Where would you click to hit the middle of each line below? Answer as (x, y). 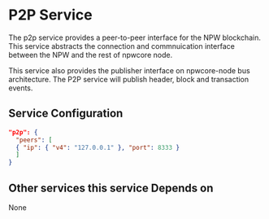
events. (21, 88)
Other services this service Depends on (111, 188)
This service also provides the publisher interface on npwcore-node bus (129, 70)
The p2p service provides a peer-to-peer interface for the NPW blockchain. (135, 37)
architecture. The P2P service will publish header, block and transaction (129, 79)
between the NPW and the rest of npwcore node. (91, 55)
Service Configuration (66, 114)
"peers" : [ (34, 140)
